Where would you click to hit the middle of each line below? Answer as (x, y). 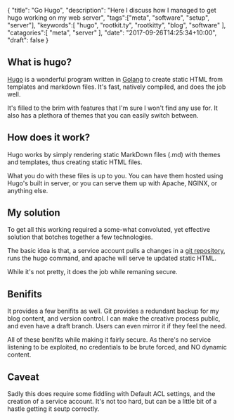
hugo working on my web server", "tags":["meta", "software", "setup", (108, 18)
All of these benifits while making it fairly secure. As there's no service (109, 340)
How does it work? (49, 138)
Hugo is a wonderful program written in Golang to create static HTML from (115, 79)
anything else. (28, 190)
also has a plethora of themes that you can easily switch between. (103, 115)
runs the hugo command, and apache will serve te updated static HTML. (112, 258)
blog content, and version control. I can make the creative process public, (114, 319)
